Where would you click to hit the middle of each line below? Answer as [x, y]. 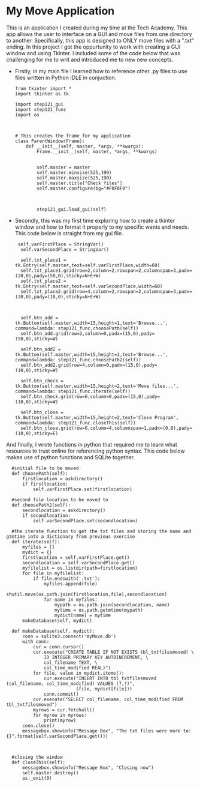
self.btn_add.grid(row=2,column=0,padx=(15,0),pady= [88, 333]
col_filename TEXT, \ [71, 662]
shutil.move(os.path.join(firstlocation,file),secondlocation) [87, 594]
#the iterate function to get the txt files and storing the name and [101, 531]
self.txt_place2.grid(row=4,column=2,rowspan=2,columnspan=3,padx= [107, 291]
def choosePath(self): [40, 473]
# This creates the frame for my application [72, 136]
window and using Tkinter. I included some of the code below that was [93, 53]
